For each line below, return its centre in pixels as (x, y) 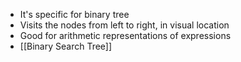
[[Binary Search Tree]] (66, 46)
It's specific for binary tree (74, 14)
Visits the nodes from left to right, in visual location (124, 25)
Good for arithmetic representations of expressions (125, 35)
